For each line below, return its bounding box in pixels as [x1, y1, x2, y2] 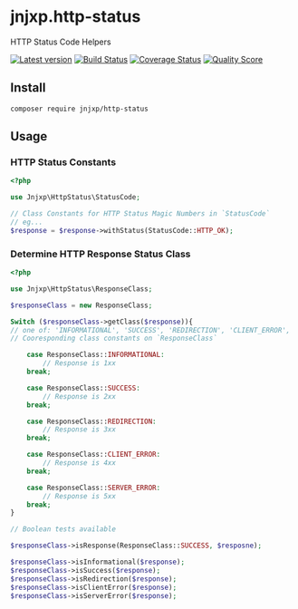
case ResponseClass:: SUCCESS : [26, 383, 141, 392]
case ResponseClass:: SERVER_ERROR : [26, 483, 161, 492]
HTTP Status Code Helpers [10, 36, 111, 47]
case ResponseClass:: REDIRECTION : [26, 417, 157, 426]
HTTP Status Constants [10, 156, 117, 169]
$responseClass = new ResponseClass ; [10, 301, 153, 310]
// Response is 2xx [43, 391, 117, 401]
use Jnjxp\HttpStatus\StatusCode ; [10, 193, 141, 202]
